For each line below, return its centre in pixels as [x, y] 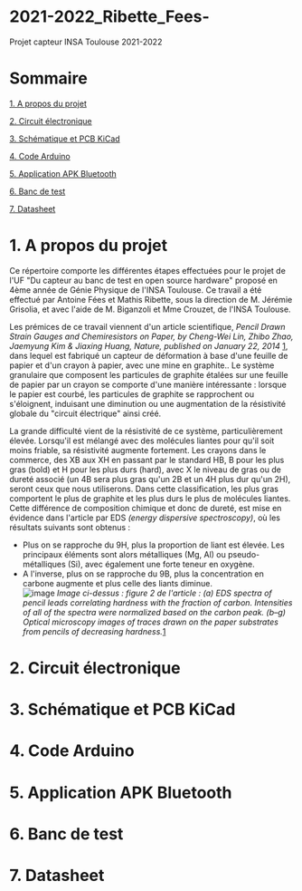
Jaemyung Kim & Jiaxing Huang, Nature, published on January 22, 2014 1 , [149, 345]
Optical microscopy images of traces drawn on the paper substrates [150, 622]
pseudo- [244, 554]
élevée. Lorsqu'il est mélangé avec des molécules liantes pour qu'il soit [142, 441]
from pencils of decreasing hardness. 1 [94, 631]
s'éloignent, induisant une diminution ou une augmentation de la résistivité [148, 403]
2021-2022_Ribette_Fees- [109, 17]
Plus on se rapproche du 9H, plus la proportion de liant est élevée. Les [153, 545]
